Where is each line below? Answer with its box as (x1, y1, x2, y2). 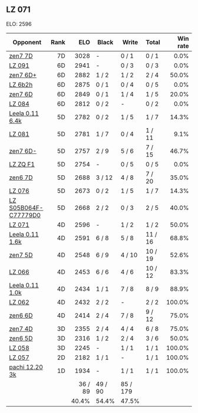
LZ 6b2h (9, 80, 33, 88)
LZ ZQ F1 (9, 160, 35, 168)
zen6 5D (9, 334, 33, 342)
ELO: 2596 (6, 20, 32, 27)
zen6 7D (9, 173, 33, 182)
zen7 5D (9, 251, 33, 259)
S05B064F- (9, 204, 44, 212)
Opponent (12, 38, 42, 46)
